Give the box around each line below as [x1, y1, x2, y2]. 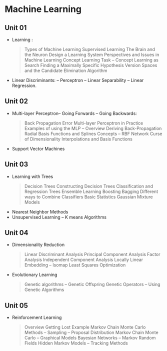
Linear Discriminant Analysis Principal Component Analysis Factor [24, 251, 160, 257]
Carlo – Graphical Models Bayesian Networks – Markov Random [24, 335, 156, 341]
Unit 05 [4, 301, 28, 309]
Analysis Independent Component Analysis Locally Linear [24, 256, 143, 263]
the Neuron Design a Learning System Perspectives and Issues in [24, 51, 159, 57]
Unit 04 [4, 228, 28, 237]
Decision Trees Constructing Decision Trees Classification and [24, 183, 153, 189]
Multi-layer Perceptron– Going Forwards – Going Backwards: [11, 110, 137, 116]
